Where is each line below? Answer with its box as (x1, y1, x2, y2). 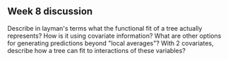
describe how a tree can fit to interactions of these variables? (7, 46, 186, 54)
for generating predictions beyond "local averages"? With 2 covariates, (7, 38, 214, 47)
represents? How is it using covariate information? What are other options (7, 31, 222, 40)
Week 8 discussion (7, 6, 93, 17)
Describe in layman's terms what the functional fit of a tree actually (7, 24, 203, 32)
